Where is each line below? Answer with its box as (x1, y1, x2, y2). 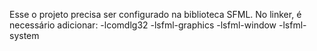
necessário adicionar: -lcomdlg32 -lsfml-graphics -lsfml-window (9, 19, 277, 31)
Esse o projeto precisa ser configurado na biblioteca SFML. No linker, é (9, 9, 302, 20)
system (9, 30, 40, 41)
